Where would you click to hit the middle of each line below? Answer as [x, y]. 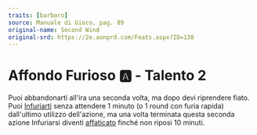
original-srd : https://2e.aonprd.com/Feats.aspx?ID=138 [101, 37]
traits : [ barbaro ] [38, 15]
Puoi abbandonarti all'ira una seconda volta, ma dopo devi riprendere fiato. [129, 98]
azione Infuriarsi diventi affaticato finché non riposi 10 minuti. [107, 123]
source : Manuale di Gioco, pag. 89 [66, 23]
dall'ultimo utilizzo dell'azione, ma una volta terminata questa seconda [121, 115]
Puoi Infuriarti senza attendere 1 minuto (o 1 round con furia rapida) [116, 106]
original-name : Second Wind [54, 30]
